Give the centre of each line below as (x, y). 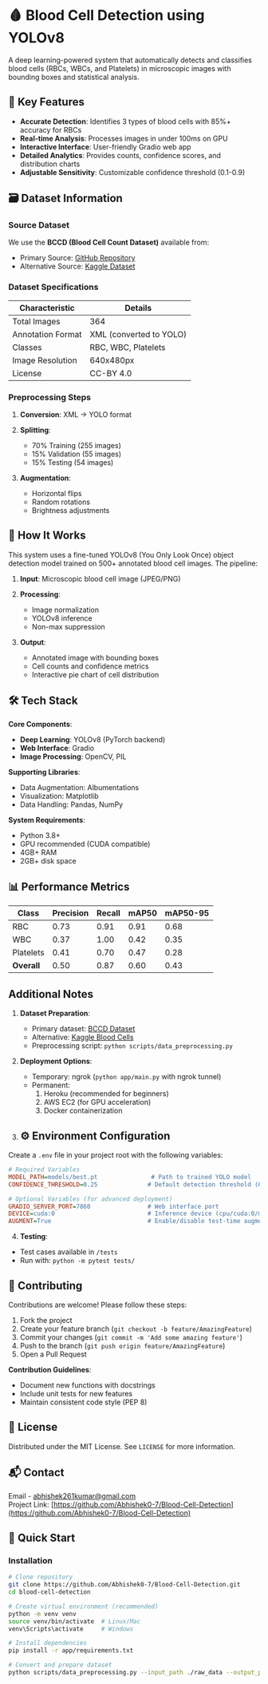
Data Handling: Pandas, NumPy (71, 804)
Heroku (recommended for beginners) (106, 1094)
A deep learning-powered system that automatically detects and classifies (130, 60)
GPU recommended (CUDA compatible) (85, 844)
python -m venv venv (43, 1614)
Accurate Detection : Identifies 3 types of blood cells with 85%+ (125, 121)
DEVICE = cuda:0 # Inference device (110, 1214)
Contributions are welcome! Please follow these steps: (98, 1305)
